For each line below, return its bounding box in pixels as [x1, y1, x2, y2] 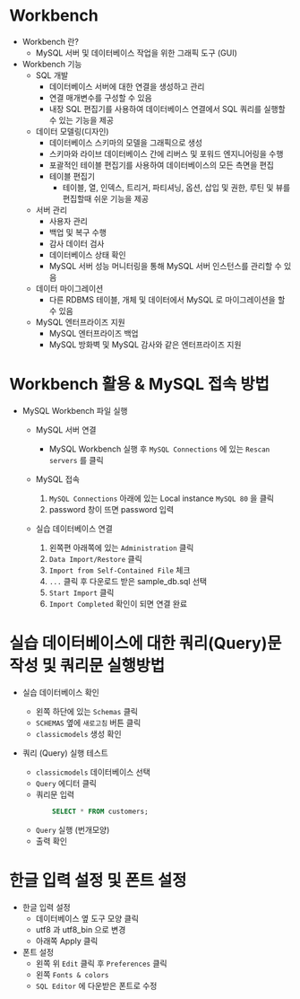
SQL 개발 [35, 69, 69, 81]
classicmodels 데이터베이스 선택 [35, 767, 150, 777]
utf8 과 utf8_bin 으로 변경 [35, 924, 126, 934]
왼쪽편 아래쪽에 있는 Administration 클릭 [48, 542, 194, 553]
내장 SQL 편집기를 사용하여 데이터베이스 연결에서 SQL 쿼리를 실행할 [48, 103, 286, 114]
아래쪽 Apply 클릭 [35, 935, 99, 946]
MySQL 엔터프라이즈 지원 [35, 316, 125, 328]
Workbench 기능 [21, 58, 82, 69]
